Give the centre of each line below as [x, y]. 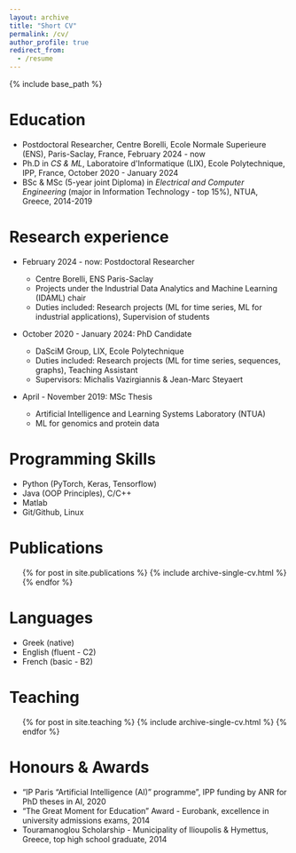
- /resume [35, 59]
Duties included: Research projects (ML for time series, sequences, [158, 360]
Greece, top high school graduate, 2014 [94, 839]
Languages [51, 618]
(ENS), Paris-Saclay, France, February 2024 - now [113, 154]
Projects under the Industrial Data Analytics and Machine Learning [156, 288]
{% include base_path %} [56, 84]
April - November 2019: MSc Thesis [87, 396]
